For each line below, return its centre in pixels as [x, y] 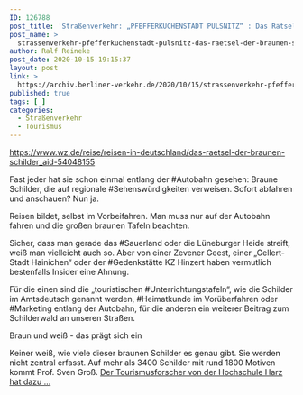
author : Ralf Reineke [50, 51]
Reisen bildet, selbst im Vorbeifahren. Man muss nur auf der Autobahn [140, 216]
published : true [40, 93]
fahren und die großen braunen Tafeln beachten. [100, 225]
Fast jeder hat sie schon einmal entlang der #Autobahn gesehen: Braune [143, 179]
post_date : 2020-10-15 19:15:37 [70, 60]
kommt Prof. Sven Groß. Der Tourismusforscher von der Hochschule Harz [146, 372]
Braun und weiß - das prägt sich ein [76, 335]
